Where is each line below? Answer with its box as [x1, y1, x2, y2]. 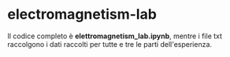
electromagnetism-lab [7, 5, 157, 23]
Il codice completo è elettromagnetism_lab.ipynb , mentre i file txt [7, 31, 222, 41]
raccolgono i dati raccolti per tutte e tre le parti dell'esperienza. [7, 39, 213, 48]
